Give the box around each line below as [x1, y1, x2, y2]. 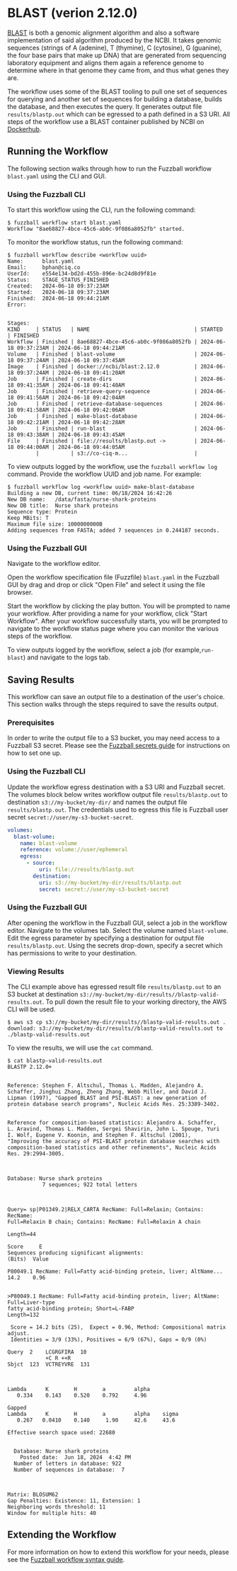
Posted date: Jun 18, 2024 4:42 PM [20, 1454, 132, 1461]
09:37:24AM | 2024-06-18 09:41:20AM [16, 370, 125, 377]
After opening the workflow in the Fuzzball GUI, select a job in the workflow [7, 919, 228, 927]
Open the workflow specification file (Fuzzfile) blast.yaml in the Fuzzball [7, 573, 219, 582]
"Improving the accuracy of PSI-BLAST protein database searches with [7, 1138, 220, 1145]
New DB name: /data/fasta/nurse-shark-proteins [7, 496, 157, 504]
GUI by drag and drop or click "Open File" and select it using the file [7, 581, 205, 589]
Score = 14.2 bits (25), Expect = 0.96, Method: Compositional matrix [10, 1324, 226, 1331]
